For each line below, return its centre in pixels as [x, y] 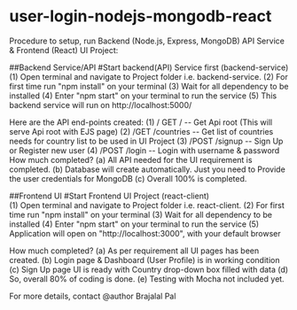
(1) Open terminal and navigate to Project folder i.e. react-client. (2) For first [147, 205]
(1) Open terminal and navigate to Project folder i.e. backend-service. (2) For [148, 76]
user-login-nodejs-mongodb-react [141, 16]
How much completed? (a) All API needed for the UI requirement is [131, 159]
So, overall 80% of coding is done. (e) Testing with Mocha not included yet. [147, 279]
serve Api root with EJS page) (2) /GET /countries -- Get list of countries [141, 131]
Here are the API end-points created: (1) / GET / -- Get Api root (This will [141, 122]
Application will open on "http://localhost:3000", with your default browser [145, 233]
